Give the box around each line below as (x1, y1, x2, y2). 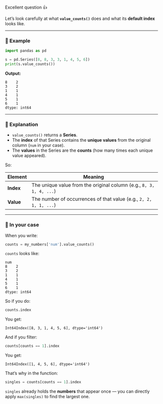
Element (7, 174, 27, 180)
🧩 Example (5, 37, 31, 44)
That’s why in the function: (5, 371, 58, 376)
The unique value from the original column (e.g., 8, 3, (31, 182, 155, 189)
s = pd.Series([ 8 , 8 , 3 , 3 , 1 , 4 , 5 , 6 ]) (5, 57, 90, 62)
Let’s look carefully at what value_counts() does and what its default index (5, 16, 155, 21)
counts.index (5, 307, 32, 312)
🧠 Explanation (5, 121, 38, 128)
